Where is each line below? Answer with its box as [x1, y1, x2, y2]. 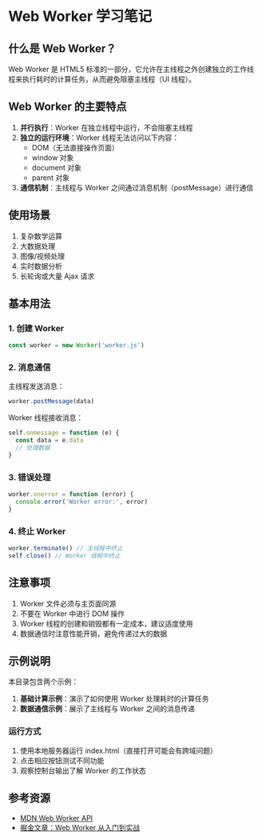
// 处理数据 [15, 444, 50, 452]
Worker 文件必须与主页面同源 [19, 598, 117, 608]
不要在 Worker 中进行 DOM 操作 [19, 609, 125, 618]
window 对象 [31, 153, 74, 162]
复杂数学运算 [19, 231, 62, 241]
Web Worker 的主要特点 [8, 100, 127, 114]
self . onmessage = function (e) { [8, 429, 120, 437]
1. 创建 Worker [8, 322, 65, 334]
